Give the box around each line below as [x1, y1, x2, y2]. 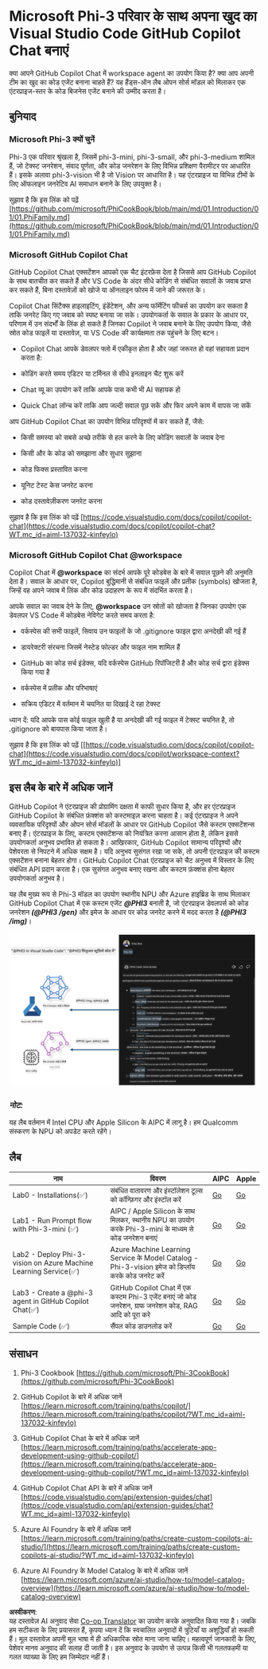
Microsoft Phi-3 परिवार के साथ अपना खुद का [9, 7, 258, 26]
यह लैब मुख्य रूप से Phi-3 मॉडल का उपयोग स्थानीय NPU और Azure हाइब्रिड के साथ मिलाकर [9, 889, 251, 899]
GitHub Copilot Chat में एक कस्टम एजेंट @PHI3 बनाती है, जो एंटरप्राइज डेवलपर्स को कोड [9, 898, 249, 908]
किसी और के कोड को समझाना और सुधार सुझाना [20, 448, 142, 458]
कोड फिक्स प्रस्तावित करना [20, 464, 88, 473]
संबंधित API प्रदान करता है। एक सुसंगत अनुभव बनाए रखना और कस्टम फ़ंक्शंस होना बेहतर [9, 865, 235, 874]
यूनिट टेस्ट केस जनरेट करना [20, 480, 94, 489]
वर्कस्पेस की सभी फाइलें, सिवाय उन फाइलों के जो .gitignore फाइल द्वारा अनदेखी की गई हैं [20, 626, 247, 636]
